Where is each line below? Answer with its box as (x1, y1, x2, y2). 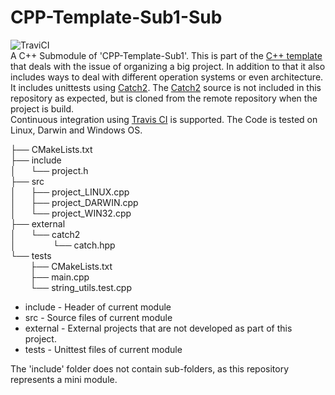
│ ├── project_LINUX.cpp (10, 186, 130, 198)
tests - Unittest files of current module (24, 343, 183, 355)
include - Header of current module (24, 301, 172, 313)
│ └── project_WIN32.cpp (10, 207, 132, 219)
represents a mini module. (10, 373, 118, 385)
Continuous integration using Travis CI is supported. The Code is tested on (10, 113, 318, 125)
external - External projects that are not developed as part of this (24, 322, 293, 334)
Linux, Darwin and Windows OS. (10, 124, 143, 136)
